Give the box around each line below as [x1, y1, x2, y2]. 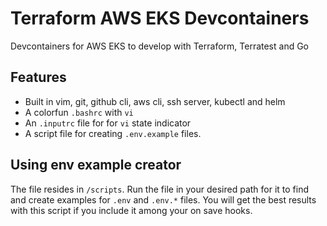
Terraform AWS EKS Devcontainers [10, 7, 310, 30]
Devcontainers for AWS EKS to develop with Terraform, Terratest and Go [10, 40, 310, 52]
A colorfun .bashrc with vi [24, 106, 134, 118]
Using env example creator [10, 157, 182, 174]
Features [10, 69, 67, 86]
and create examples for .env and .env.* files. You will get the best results [10, 193, 317, 206]
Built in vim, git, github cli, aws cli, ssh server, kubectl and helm [24, 95, 286, 107]
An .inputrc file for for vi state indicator [24, 117, 192, 129]
